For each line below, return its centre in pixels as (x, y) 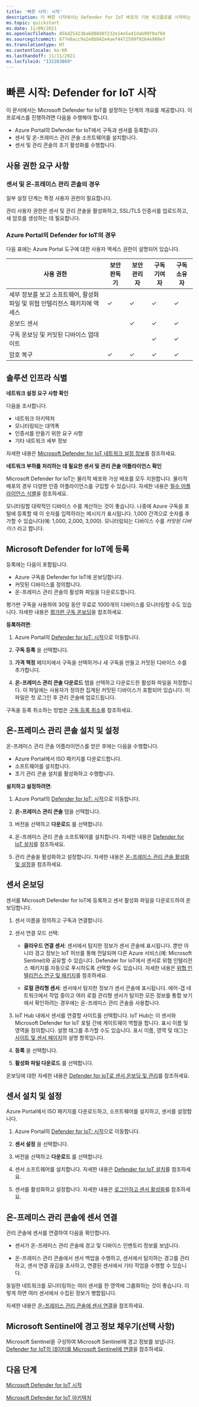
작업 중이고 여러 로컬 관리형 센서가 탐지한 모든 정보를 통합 (115, 995)
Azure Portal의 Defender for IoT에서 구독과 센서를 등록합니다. (87, 130)
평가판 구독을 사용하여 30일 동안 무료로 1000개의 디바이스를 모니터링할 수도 (94, 605)
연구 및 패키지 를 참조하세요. (76, 975)
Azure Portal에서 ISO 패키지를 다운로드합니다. (68, 758)
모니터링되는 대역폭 (37, 426)
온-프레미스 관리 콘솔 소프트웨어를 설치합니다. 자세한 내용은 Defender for (99, 836)
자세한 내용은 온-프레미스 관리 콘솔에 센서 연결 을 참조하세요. (75, 1306)
